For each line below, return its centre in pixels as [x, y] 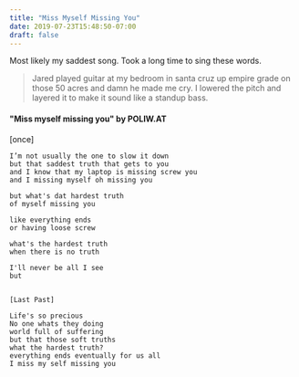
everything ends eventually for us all [85, 356]
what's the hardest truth [58, 244]
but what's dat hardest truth [67, 196]
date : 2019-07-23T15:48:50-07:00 [73, 26]
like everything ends [51, 220]
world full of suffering [57, 331]
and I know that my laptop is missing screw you [103, 172]
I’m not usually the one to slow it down [89, 156]
